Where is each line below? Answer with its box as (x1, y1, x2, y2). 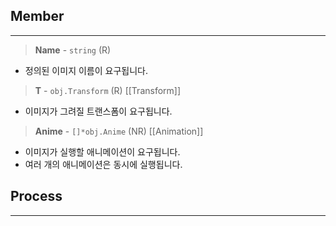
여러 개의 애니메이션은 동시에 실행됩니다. (24, 158, 183, 170)
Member (10, 8, 65, 25)
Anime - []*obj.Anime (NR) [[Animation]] (34, 125, 204, 137)
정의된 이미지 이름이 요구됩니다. (24, 64, 148, 76)
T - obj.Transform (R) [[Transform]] (34, 84, 182, 96)
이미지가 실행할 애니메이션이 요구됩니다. (24, 145, 181, 158)
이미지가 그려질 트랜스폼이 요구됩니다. (24, 105, 173, 117)
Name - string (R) (34, 44, 112, 56)
